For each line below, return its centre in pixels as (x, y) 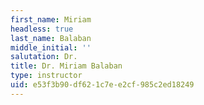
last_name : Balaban (51, 38)
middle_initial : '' (51, 47)
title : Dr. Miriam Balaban (66, 66)
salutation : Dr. (44, 57)
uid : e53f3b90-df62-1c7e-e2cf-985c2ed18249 (102, 85)
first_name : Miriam (51, 19)
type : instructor (46, 76)
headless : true (42, 29)
